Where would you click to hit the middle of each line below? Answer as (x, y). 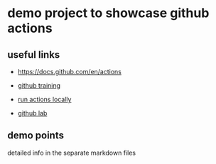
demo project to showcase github (108, 13)
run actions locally (44, 99)
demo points (36, 136)
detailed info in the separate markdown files (72, 153)
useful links (34, 55)
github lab (32, 113)
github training (39, 86)
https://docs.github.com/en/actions (70, 72)
